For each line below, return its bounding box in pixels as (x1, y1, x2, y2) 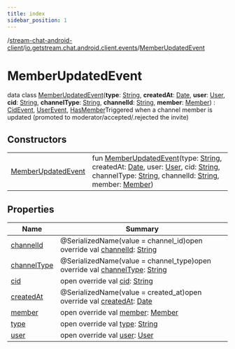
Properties (7, 204, 55, 215)
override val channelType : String (60, 265, 167, 275)
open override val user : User (60, 330, 154, 340)
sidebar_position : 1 (7, 17, 68, 24)
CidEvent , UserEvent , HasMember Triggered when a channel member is (7, 106, 213, 114)
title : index (7, 10, 45, 17)
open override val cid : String (60, 276, 153, 286)
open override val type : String (60, 319, 158, 329)
